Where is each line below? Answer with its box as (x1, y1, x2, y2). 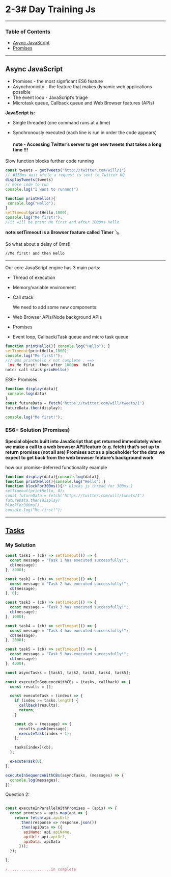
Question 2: (5, 791, 30, 797)
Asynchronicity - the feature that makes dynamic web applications (12, 84, 152, 90)
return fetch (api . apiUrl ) (14, 815, 70, 820)
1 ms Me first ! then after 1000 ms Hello (7, 363, 95, 368)
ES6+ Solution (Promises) (5, 427, 70, 434)
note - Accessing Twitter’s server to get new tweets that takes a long (12, 141, 162, 147)
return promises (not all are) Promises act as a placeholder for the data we (5, 449, 165, 455)
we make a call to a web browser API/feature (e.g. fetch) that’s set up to (5, 444, 160, 450)
